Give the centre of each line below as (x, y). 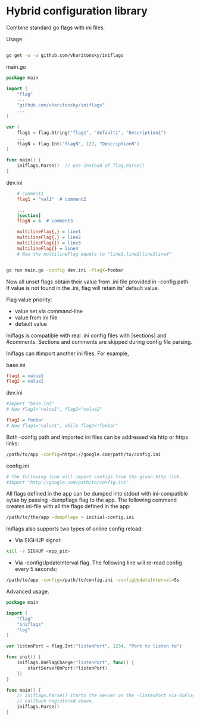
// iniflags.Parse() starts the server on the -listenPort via (97, 696)
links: (13, 443)
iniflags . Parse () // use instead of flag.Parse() (81, 166)
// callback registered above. (56, 701)
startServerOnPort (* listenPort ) (68, 668)
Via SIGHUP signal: (38, 540)
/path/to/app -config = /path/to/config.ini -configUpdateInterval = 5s (93, 580)
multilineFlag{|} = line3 (49, 243)
